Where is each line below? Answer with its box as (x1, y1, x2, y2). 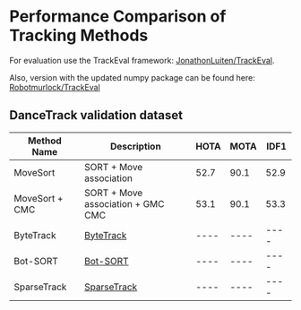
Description (110, 140, 161, 152)
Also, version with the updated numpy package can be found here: (9, 72, 255, 82)
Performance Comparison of (9, 6, 227, 27)
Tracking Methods (9, 25, 149, 46)
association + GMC (84, 197, 165, 210)
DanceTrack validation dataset (9, 108, 184, 123)
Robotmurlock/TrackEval (9, 82, 100, 92)
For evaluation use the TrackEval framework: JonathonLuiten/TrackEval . (9, 55, 275, 65)
